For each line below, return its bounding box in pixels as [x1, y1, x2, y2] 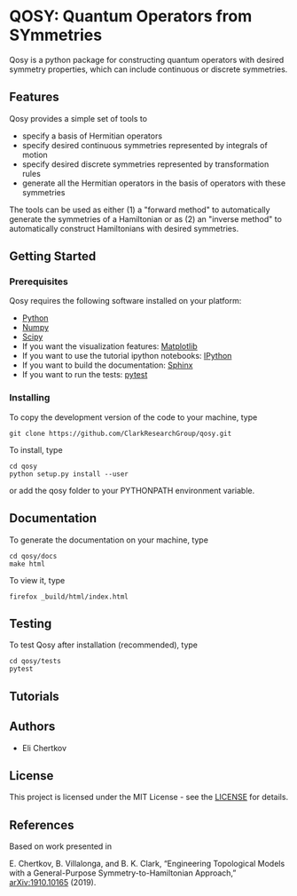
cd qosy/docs [9, 551, 58, 560]
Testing [9, 615, 52, 631]
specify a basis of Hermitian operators [21, 131, 162, 141]
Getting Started [9, 249, 97, 264]
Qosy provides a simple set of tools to [9, 113, 148, 123]
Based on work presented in [9, 841, 113, 852]
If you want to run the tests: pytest [21, 369, 148, 380]
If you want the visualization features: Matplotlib [21, 341, 198, 352]
